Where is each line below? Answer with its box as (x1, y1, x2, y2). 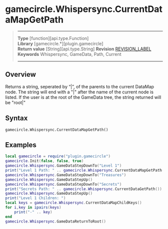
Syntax (5, 114, 28, 123)
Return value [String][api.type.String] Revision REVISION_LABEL (17, 46, 151, 52)
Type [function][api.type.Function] (17, 35, 89, 41)
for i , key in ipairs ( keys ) (5, 205, 61, 210)
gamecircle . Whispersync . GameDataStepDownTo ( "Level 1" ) (5, 163, 122, 168)
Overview (5, 70, 36, 79)
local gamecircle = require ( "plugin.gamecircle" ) (5, 154, 111, 159)
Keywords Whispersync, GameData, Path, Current (17, 51, 121, 57)
